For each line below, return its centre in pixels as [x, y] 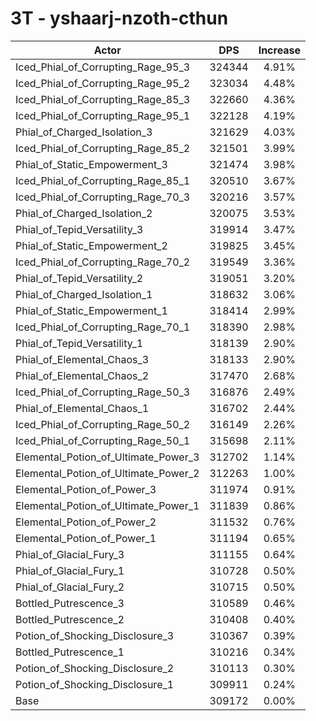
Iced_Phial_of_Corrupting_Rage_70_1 [103, 327]
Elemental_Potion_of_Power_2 [86, 522]
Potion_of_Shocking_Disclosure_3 [95, 635]
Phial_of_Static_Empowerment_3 [91, 164]
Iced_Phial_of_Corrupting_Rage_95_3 [103, 67]
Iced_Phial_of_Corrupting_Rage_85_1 [103, 180]
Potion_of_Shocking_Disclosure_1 [95, 684]
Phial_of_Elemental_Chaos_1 [82, 408]
